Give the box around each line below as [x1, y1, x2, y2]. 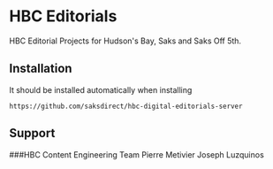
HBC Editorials [9, 6, 118, 27]
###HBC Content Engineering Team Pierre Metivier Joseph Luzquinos [9, 149, 265, 160]
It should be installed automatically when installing [9, 84, 193, 95]
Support [9, 126, 56, 141]
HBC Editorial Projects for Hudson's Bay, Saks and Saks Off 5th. [9, 35, 241, 46]
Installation [9, 61, 72, 76]
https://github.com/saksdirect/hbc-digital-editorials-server [9, 102, 243, 111]
